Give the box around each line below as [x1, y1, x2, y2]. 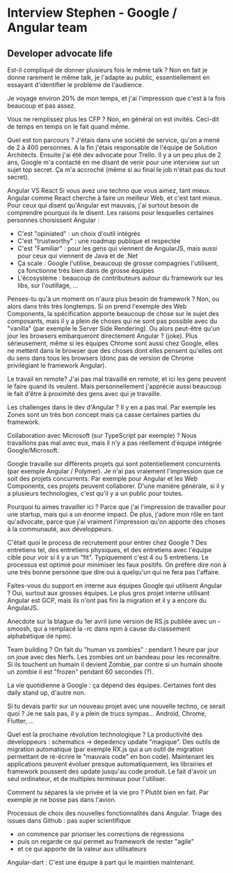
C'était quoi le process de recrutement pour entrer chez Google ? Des [7, 538, 207, 546]
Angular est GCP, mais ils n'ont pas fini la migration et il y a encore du [7, 597, 207, 604]
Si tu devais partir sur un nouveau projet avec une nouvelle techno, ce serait [7, 702, 226, 710]
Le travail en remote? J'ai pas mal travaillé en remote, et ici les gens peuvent [7, 375, 227, 383]
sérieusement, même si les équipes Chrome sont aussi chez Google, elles [7, 339, 219, 347]
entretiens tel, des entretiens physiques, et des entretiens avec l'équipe [7, 546, 212, 554]
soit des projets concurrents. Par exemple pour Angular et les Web [7, 475, 198, 482]
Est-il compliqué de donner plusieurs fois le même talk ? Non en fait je [7, 66, 208, 74]
